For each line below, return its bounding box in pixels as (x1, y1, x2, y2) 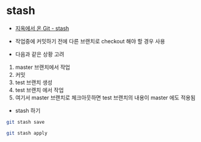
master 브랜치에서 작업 (15, 63, 71, 71)
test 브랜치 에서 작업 (15, 86, 64, 93)
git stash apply (6, 130, 48, 136)
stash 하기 (15, 107, 41, 114)
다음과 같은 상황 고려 (15, 50, 65, 58)
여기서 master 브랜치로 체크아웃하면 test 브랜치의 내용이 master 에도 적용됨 (15, 94, 196, 101)
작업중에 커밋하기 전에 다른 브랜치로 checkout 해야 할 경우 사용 (15, 37, 166, 44)
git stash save (6, 119, 45, 125)
